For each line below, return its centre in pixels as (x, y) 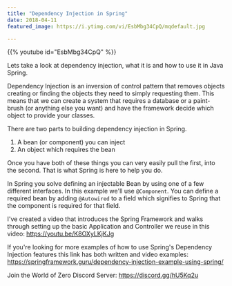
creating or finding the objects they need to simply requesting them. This (111, 93)
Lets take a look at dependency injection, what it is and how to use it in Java (115, 66)
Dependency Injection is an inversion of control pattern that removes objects (116, 86)
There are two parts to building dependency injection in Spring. (97, 129)
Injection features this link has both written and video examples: (98, 255)
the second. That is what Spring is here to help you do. (85, 171)
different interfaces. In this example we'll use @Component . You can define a (113, 191)
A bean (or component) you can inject (71, 142)
